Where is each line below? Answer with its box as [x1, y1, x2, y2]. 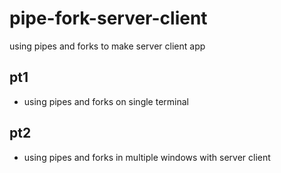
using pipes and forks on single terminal [23, 95, 189, 107]
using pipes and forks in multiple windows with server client [23, 151, 271, 163]
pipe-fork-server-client [9, 7, 208, 30]
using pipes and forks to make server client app [9, 40, 206, 52]
